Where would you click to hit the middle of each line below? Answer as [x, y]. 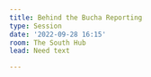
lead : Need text [40, 51]
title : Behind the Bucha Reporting [76, 17]
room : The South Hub [48, 43]
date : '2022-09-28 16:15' [58, 34]
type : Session [36, 26]
